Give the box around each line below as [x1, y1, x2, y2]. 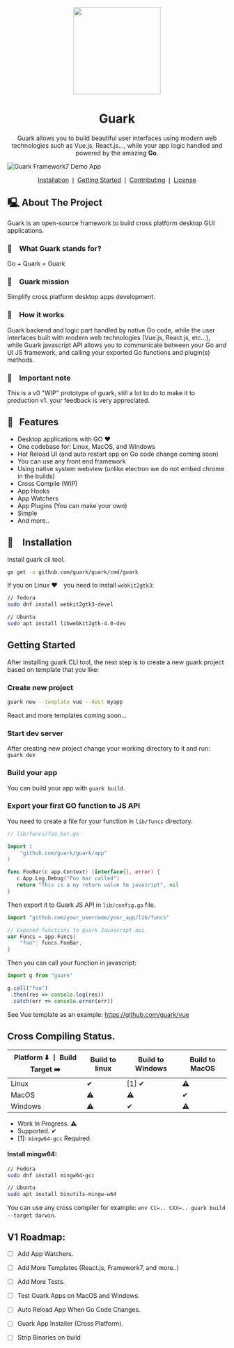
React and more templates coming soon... [7, 711, 127, 719]
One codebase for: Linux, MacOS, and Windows [17, 442, 155, 450]
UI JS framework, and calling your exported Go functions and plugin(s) [7, 348, 210, 356]
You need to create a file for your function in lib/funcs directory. [7, 817, 193, 825]
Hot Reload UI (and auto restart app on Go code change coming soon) [17, 450, 219, 458]
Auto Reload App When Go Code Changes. [17, 1305, 141, 1314]
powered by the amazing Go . [75, 148, 159, 157]
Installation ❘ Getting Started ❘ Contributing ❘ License [38, 176, 196, 184]
